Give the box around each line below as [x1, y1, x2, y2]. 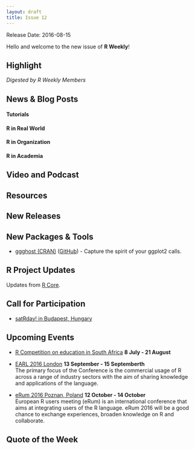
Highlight [6, 60, 42, 70]
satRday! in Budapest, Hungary [14, 315, 92, 322]
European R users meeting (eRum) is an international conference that [14, 398, 187, 405]
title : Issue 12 [6, 15, 47, 21]
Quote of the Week [6, 434, 78, 445]
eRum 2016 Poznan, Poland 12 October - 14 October [14, 391, 146, 398]
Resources [6, 190, 48, 200]
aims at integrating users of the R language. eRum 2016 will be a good [14, 404, 189, 411]
